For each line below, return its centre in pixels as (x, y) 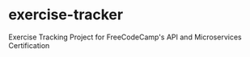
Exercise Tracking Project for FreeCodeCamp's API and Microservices (125, 37)
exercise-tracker (66, 15)
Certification (29, 45)
